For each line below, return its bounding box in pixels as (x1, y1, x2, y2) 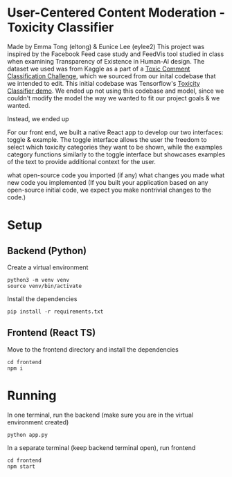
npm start (7, 462, 36, 470)
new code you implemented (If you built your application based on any (7, 178, 208, 186)
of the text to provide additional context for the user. (7, 157, 156, 165)
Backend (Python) (7, 244, 87, 257)
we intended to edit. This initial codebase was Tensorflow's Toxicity (7, 79, 201, 87)
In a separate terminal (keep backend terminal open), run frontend (7, 443, 196, 451)
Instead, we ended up (7, 114, 69, 123)
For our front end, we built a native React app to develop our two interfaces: (7, 128, 224, 136)
